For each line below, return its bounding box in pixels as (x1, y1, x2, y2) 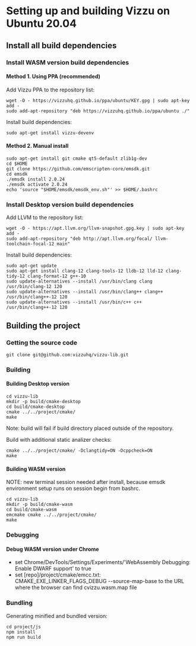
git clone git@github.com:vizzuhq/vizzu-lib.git (6, 351, 129, 357)
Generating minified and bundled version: (6, 612, 108, 619)
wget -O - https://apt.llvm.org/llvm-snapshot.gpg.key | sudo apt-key (6, 226, 185, 232)
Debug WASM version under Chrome (6, 545, 99, 553)
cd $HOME (6, 160, 28, 167)
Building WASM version (6, 465, 66, 473)
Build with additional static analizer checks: (6, 436, 112, 444)
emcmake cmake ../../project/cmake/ (6, 512, 97, 518)
